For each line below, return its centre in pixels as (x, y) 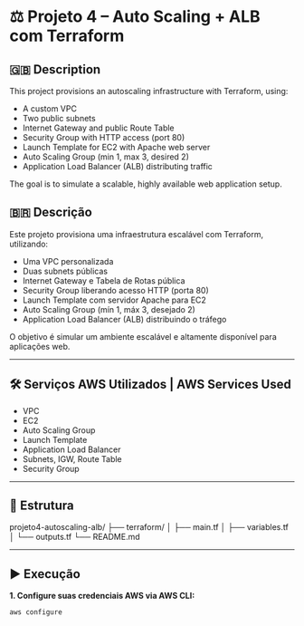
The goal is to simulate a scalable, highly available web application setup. (146, 184)
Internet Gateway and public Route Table (98, 128)
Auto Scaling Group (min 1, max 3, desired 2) (106, 157)
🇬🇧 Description (55, 69)
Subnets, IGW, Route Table (72, 458)
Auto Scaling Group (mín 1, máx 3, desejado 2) (109, 309)
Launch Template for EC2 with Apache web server (116, 147)
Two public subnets (59, 118)
